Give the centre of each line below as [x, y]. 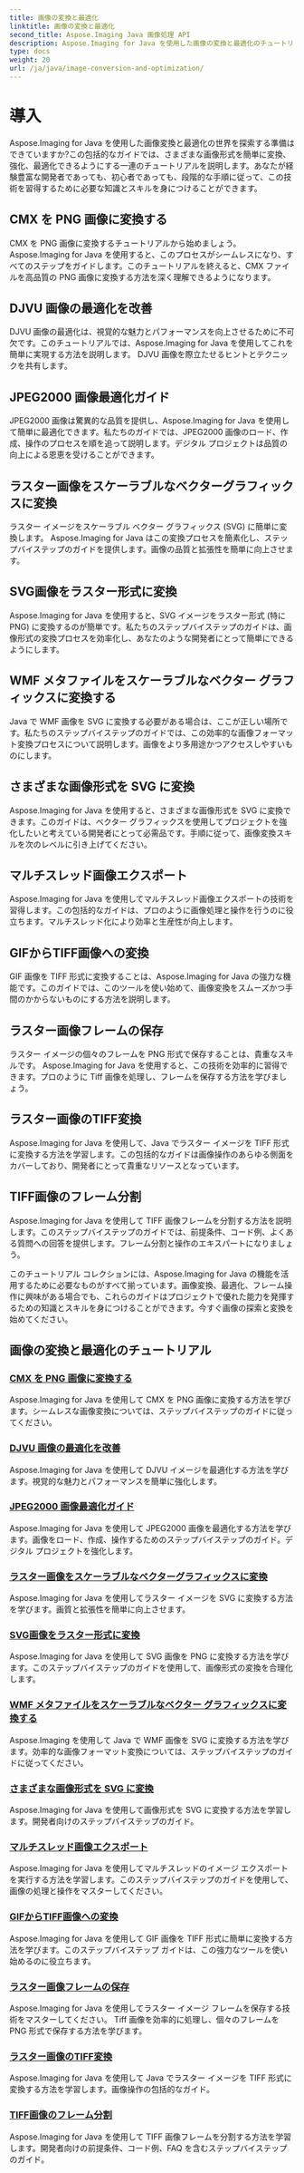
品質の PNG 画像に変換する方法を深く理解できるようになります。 [154, 276]
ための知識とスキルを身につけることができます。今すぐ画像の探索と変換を [155, 1307]
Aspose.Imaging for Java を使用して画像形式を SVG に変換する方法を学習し [150, 1810]
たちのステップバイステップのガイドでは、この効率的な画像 [143, 732]
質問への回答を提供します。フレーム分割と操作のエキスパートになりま [147, 1243]
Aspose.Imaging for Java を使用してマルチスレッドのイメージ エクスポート [149, 1868]
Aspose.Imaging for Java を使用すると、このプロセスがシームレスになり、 [148, 254]
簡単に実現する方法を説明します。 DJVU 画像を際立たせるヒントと [133, 354]
